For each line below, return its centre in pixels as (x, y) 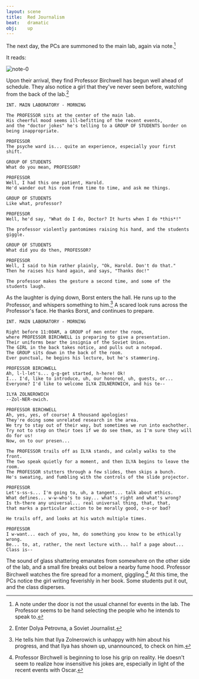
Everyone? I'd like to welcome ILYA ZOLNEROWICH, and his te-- (86, 384)
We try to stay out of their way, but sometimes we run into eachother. (98, 425)
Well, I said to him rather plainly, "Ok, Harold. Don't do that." (91, 265)
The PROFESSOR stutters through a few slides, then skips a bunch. (91, 472)
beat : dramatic (28, 23)
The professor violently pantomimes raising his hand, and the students (98, 229)
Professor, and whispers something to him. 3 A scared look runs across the (97, 304)
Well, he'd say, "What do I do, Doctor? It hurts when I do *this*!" (94, 219)
